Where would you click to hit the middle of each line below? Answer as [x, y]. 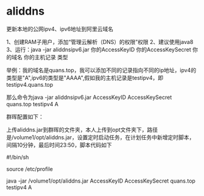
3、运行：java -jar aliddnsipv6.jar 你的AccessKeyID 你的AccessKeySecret [99, 49]
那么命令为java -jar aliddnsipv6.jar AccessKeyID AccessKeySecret [89, 97]
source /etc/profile [30, 169]
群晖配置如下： [25, 117]
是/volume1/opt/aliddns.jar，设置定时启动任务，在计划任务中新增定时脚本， [100, 137]
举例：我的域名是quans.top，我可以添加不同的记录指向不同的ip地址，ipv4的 [101, 70]
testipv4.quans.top [30, 84]
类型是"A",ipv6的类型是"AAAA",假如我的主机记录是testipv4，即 [85, 78]
